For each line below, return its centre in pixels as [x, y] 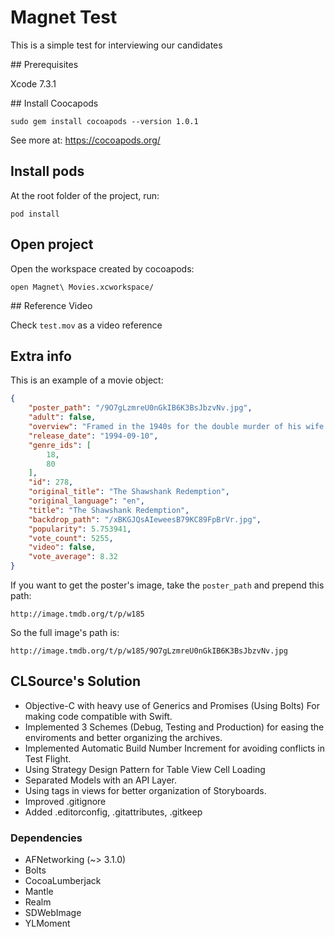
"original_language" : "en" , [86, 501]
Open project [52, 244]
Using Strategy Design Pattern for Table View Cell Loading [145, 769]
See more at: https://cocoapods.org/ [85, 140]
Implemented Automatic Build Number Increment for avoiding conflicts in [174, 748]
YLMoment [47, 923]
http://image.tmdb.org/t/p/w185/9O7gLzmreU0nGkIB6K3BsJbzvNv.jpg [149, 651]
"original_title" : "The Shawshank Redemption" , [129, 492]
